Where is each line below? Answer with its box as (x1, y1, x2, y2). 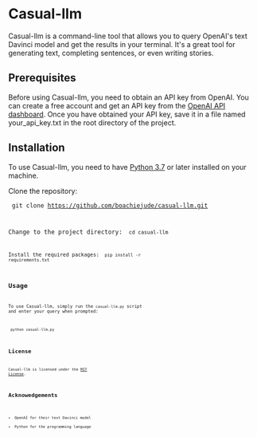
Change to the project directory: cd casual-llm (8, 228, 169, 236)
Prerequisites (8, 71, 76, 85)
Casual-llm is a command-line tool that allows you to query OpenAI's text (8, 31, 248, 41)
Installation (8, 141, 65, 155)
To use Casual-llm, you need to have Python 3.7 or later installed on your (8, 162, 247, 171)
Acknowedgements (8, 392, 58, 400)
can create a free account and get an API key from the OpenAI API (8, 100, 226, 110)
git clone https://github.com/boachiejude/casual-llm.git (11, 201, 208, 210)
